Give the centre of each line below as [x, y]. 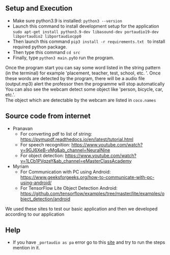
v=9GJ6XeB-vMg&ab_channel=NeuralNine [65, 150]
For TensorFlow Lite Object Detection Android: [69, 188]
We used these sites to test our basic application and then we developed [81, 209]
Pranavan [23, 128]
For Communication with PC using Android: [65, 172]
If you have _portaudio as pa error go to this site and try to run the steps [89, 242]
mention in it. [26, 248]
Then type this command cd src [46, 52]
